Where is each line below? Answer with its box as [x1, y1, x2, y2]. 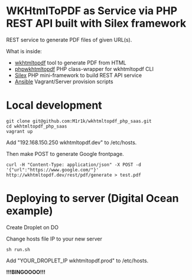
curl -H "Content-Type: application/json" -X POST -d [6, 161, 142, 168]
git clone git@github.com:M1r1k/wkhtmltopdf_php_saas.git [6, 118, 152, 124]
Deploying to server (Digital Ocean [6, 192, 179, 205]
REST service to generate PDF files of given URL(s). [6, 36, 132, 43]
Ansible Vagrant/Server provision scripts [14, 78, 113, 85]
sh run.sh [6, 246, 31, 252]
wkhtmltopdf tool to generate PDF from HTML [14, 59, 127, 66]
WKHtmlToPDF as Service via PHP [6, 4, 178, 18]
